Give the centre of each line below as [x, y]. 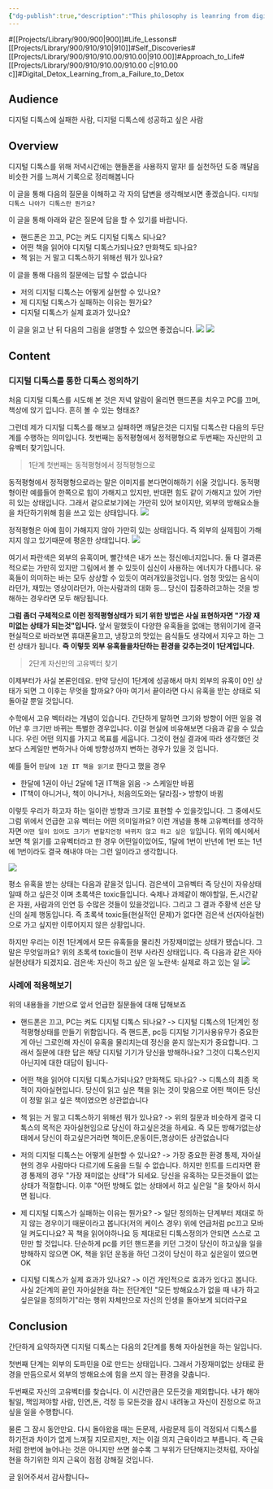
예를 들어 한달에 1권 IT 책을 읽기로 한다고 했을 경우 [87, 766]
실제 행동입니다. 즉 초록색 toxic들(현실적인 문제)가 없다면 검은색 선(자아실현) [144, 914]
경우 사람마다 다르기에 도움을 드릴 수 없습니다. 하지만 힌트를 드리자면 [144, 1165]
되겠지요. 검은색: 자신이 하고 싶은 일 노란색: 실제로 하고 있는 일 [141, 962]
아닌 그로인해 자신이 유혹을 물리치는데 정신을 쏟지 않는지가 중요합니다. [139, 1042]
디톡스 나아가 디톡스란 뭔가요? [52, 204]
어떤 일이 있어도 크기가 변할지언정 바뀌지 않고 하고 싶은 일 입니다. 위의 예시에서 [142, 831]
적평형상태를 [40, 1032]
